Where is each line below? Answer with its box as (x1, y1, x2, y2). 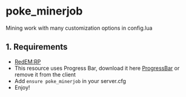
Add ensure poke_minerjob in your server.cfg (14, 77, 127, 84)
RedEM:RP (14, 58, 41, 65)
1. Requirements (5, 42, 68, 52)
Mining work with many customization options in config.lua (5, 24, 153, 32)
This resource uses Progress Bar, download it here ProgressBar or (14, 64, 180, 72)
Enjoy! (14, 84, 30, 91)
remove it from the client (14, 71, 76, 78)
